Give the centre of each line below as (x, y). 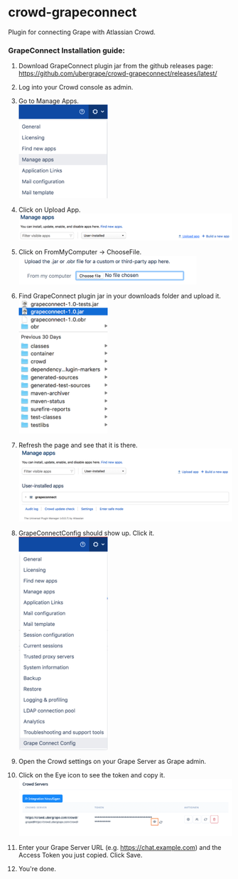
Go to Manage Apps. (48, 101)
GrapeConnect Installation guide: (66, 50)
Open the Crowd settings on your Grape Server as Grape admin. (112, 762)
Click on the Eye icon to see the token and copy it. (92, 775)
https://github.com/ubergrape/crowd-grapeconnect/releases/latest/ (118, 74)
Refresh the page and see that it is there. (78, 445)
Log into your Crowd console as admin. (76, 87)
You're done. (37, 869)
